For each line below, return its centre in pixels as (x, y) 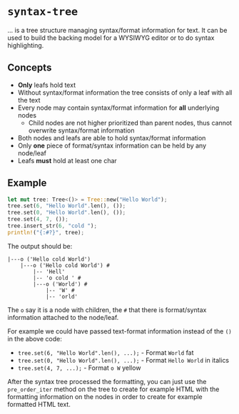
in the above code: (35, 338)
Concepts (30, 68)
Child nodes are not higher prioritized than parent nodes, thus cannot (130, 123)
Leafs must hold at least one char (67, 160)
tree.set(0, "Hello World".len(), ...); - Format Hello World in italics (123, 360)
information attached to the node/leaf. (63, 317)
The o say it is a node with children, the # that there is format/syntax (107, 310)
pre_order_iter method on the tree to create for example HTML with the (113, 389)
